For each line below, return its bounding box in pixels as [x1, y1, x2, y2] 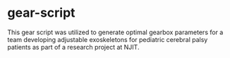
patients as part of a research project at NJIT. [7, 43, 140, 51]
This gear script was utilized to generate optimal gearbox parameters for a [7, 28, 224, 36]
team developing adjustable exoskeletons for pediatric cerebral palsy [7, 35, 208, 43]
